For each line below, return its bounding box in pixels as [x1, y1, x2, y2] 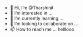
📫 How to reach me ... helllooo [10, 26, 74, 32]
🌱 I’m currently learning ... [10, 15, 64, 21]
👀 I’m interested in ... [10, 10, 53, 16]
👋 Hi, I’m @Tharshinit [10, 5, 54, 10]
